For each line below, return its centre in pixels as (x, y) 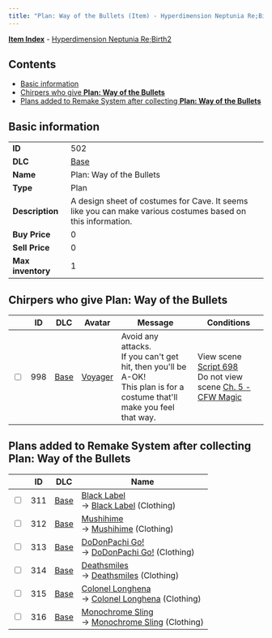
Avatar (97, 323)
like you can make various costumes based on (158, 212)
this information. (101, 221)
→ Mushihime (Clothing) (127, 529)
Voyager (97, 377)
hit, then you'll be (154, 367)
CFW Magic (220, 397)
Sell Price (31, 248)
